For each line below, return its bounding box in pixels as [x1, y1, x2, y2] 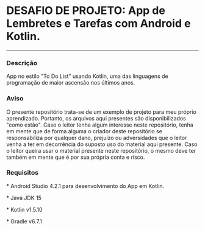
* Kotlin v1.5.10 [6, 206, 43, 213]
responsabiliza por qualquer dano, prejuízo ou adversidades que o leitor [6, 134, 187, 141]
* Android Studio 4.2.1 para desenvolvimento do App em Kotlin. [6, 182, 165, 189]
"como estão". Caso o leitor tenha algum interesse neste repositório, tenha [6, 121, 193, 128]
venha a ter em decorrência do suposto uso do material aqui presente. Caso [6, 141, 198, 148]
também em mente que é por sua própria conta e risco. [6, 153, 145, 161]
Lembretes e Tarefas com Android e [6, 16, 191, 30]
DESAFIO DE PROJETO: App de [6, 4, 166, 18]
